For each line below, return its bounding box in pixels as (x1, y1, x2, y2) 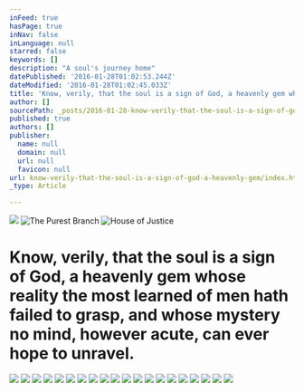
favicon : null (17, 165, 71, 174)
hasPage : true (9, 22, 63, 31)
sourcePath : (9, 106, 54, 115)
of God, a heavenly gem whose (9, 266, 247, 287)
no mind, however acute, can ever (9, 324, 270, 345)
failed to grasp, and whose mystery (9, 305, 280, 326)
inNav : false (9, 30, 59, 39)
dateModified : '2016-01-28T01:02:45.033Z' (9, 81, 172, 90)
